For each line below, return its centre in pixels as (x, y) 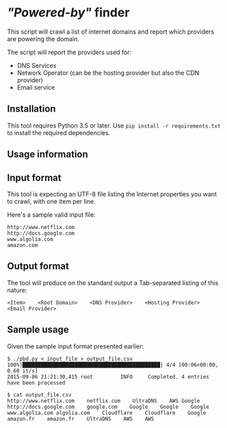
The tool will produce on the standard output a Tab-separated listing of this (113, 283)
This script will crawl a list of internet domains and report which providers (111, 32)
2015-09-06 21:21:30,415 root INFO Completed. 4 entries (108, 377)
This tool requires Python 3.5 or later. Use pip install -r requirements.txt (114, 126)
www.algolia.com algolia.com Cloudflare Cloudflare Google (107, 413)
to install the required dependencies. (59, 132)
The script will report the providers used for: (69, 52)
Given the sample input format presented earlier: (76, 346)
